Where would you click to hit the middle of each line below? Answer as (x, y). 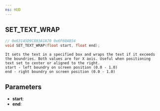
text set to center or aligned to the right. (52, 63)
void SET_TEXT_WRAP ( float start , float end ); (52, 46)
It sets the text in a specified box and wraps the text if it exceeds (80, 55)
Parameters (23, 87)
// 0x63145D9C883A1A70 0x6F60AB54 (41, 41)
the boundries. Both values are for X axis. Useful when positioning (78, 59)
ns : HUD (13, 10)
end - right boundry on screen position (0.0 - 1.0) (60, 72)
